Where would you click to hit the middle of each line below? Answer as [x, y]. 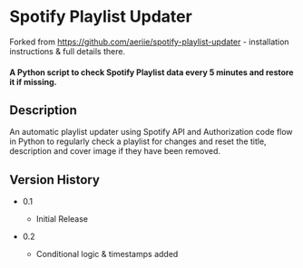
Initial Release [62, 219]
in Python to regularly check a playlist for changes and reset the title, [138, 141]
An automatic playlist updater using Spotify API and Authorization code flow [151, 132]
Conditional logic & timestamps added [107, 254]
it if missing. [33, 81]
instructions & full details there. [67, 51]
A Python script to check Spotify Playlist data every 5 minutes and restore [151, 72]
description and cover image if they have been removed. [115, 151]
